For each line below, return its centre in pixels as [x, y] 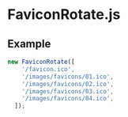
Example [29, 44]
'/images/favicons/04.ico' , [68, 99]
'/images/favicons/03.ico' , [68, 91]
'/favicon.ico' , [49, 69]
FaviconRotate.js [64, 15]
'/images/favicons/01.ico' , [68, 77]
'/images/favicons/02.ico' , [68, 84]
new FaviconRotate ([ [41, 62]
